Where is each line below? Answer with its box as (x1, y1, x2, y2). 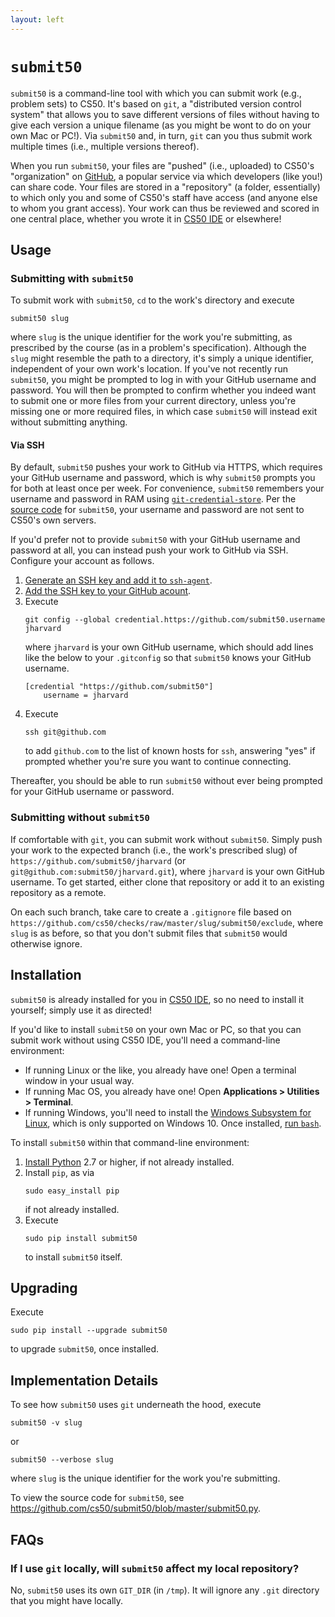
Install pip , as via (24, 1166, 95, 1178)
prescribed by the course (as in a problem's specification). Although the (10, 342, 307, 354)
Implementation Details (10, 1372, 159, 1389)
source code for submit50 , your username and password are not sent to (10, 504, 305, 516)
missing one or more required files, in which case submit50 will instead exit (10, 406, 318, 418)
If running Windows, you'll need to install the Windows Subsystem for (24, 1106, 312, 1118)
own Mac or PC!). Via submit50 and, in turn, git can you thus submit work (10, 129, 313, 141)
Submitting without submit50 (10, 811, 150, 825)
